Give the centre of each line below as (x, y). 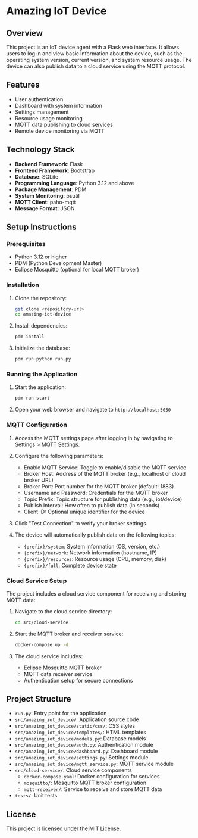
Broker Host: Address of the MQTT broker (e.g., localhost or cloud (105, 473)
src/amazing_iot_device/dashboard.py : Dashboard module (86, 751)
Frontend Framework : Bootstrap (55, 170)
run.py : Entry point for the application (61, 714)
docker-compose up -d (41, 644)
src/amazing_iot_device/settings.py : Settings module (81, 758)
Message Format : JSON (45, 208)
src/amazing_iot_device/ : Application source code (77, 719)
